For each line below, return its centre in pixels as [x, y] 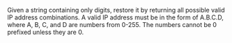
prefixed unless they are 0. [46, 32]
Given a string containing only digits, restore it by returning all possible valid [116, 10]
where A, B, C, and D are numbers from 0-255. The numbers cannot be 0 [112, 25]
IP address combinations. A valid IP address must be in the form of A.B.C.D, [116, 17]
